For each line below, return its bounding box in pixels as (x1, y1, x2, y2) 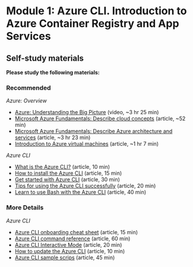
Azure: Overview (6, 97, 48, 105)
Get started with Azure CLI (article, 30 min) (14, 176, 121, 183)
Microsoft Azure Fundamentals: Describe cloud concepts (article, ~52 (14, 115, 186, 122)
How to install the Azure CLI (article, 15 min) (14, 169, 122, 177)
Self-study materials (6, 53, 84, 63)
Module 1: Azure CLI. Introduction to (6, 4, 187, 18)
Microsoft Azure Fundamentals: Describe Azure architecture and (14, 128, 173, 135)
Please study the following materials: (6, 69, 100, 76)
